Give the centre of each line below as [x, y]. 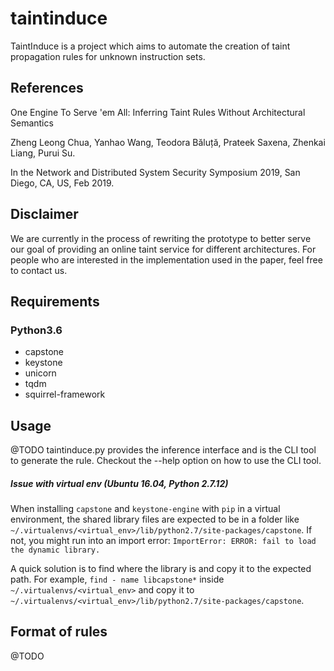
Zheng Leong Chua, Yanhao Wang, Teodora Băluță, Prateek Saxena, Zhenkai [168, 142]
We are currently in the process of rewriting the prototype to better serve [161, 238]
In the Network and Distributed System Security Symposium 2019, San [155, 172]
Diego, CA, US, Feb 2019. [62, 183]
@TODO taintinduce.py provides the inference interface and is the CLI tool [163, 450]
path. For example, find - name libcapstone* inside [117, 579]
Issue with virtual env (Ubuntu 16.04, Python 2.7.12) [119, 483]
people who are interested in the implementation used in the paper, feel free [166, 259]
